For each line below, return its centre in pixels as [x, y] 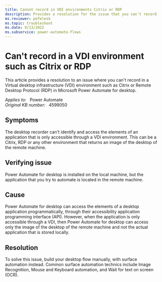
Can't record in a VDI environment [74, 56]
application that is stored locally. [37, 232]
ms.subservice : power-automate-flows [43, 32]
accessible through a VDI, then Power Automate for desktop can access [77, 222]
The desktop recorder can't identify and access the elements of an [72, 132]
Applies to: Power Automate [34, 100]
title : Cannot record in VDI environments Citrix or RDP [64, 9]
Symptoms [22, 120]
